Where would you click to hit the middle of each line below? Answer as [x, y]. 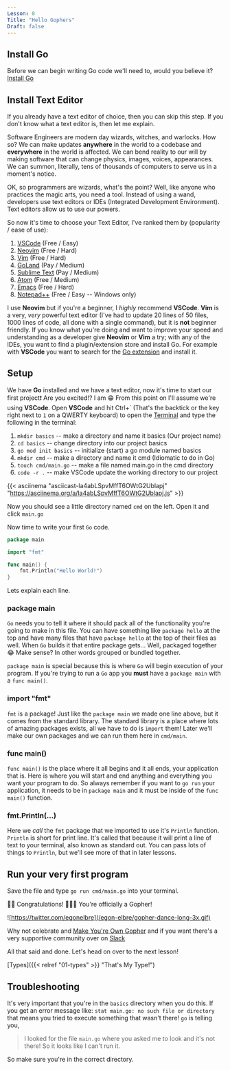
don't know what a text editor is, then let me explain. [81, 124]
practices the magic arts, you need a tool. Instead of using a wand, [101, 194]
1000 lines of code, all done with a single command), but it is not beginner [112, 322]
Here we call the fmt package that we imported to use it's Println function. [113, 831]
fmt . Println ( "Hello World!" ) [61, 571]
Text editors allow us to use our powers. [64, 209]
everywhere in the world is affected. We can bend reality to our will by [107, 152]
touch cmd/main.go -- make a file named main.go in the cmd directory [115, 465]
